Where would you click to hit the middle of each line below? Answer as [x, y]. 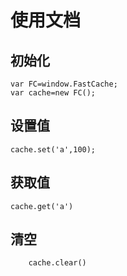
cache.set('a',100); [53, 149]
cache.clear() [57, 263]
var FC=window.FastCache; [64, 84]
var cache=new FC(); [53, 93]
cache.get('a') [42, 206]
